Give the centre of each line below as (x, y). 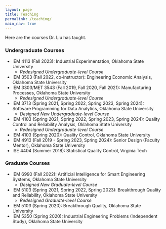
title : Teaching (22, 14)
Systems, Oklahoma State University (49, 179)
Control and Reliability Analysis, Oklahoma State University (72, 124)
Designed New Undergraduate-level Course (64, 114)
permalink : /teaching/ (28, 19)
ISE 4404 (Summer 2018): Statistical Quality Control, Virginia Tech (80, 150)
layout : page (19, 10)
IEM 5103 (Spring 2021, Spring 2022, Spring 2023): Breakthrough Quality (86, 190)
